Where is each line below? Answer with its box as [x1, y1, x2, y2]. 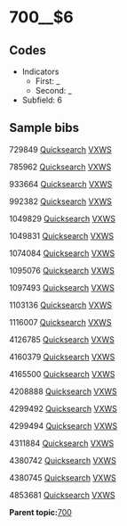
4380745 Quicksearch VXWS [9, 472, 117, 483]
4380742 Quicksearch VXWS [9, 455, 117, 465]
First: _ [35, 76, 60, 86]
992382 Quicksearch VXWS [9, 195, 113, 207]
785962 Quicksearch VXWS [9, 161, 112, 172]
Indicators [21, 66, 60, 77]
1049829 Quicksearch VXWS [9, 213, 115, 224]
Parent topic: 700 [9, 506, 73, 517]
